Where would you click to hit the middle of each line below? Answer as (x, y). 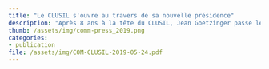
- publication (32, 45)
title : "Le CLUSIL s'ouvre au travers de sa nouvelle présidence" (121, 15)
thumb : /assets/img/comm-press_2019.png (77, 30)
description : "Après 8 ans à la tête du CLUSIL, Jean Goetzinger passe (130, 23)
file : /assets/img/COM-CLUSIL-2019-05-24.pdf (85, 52)
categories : (28, 38)
